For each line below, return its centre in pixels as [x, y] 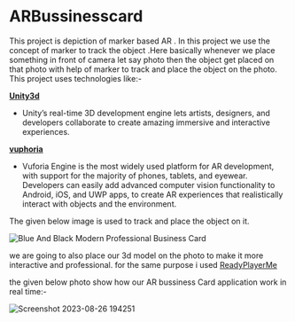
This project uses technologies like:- [75, 78]
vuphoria [26, 149]
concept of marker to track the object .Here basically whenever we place [142, 50]
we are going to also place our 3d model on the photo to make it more [136, 255]
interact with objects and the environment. [99, 204]
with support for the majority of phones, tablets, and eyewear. [135, 176]
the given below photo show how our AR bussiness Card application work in [148, 282]
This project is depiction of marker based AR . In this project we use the [140, 41]
